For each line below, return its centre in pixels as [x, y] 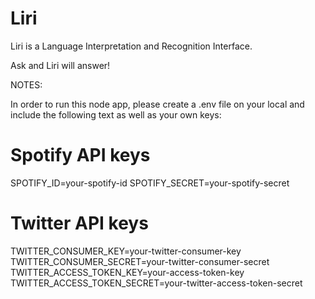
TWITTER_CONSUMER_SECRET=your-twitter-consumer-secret [140, 261]
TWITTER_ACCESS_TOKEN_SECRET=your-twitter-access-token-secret [156, 283]
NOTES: [26, 84]
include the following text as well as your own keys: [116, 114]
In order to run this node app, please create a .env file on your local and [157, 104]
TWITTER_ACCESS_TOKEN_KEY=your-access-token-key [127, 272]
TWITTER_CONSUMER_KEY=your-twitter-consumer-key [126, 251]
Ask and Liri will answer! [60, 65]
